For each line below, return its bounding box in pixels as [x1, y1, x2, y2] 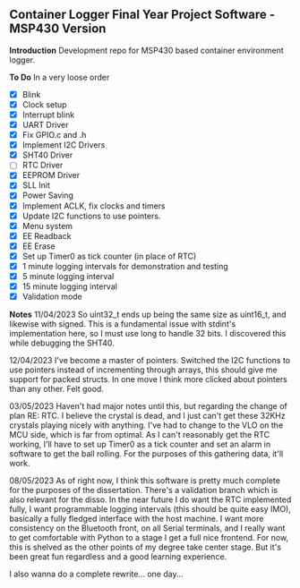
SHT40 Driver [21, 149, 73, 160]
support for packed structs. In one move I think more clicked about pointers [9, 374, 288, 385]
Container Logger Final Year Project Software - [9, 7, 276, 22]
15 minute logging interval [21, 281, 118, 292]
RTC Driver [21, 160, 64, 171]
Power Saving [21, 190, 74, 200]
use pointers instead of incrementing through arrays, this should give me [9, 364, 278, 375]
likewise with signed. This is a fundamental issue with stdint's [9, 319, 236, 329]
